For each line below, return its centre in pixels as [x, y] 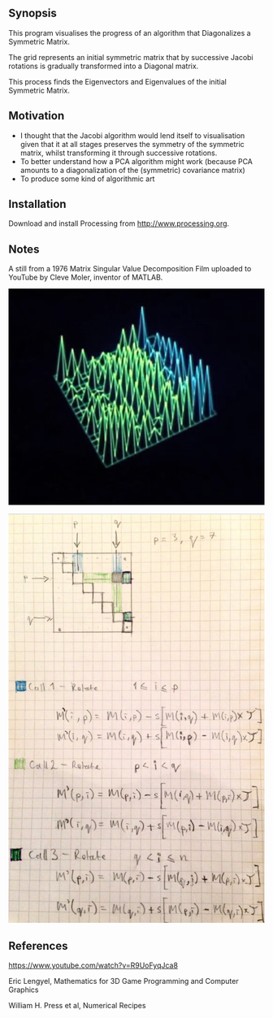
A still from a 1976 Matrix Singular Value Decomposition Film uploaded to [130, 269]
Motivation [37, 116]
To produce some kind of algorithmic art [87, 179]
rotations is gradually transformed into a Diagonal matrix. [104, 66]
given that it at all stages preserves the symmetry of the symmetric [132, 144]
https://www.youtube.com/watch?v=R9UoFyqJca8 [93, 965]
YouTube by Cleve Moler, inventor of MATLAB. [86, 277]
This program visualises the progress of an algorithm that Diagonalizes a [130, 32]
